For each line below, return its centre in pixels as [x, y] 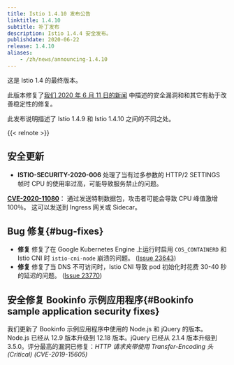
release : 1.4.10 [31, 46]
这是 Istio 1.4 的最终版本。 [45, 80]
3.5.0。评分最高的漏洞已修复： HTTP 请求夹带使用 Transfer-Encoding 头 [110, 347]
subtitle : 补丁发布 [34, 27]
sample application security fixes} [83, 311]
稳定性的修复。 [35, 104]
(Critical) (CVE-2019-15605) [47, 354]
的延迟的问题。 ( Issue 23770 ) [60, 276]
